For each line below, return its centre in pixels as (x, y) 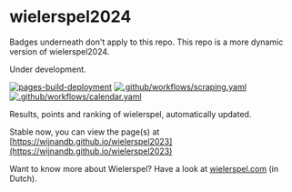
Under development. (48, 69)
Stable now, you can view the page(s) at (85, 131)
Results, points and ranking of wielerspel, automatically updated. (131, 114)
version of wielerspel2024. (60, 51)
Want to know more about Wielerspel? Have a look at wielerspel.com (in (144, 168)
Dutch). (24, 178)
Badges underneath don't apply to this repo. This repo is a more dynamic (146, 42)
